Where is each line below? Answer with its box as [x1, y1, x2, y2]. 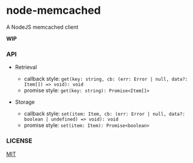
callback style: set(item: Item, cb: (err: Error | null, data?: [23, 110, 185, 117]
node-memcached [6, 4, 101, 17]
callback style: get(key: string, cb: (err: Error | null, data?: [23, 76, 188, 83]
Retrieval [14, 64, 37, 71]
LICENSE [6, 137, 33, 145]
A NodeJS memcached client [6, 23, 79, 31]
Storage [14, 98, 35, 105]
